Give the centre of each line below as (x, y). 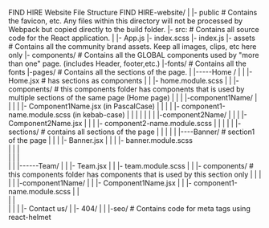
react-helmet (30, 217)
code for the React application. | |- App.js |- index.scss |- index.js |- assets (132, 38)
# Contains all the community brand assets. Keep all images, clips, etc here (132, 47)
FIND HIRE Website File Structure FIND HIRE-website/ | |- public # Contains (133, 12)
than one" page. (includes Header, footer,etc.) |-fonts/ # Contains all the (127, 63)
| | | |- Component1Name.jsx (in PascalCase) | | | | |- (94, 106)
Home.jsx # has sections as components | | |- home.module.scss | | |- (124, 81)
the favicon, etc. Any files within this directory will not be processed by (126, 21)
